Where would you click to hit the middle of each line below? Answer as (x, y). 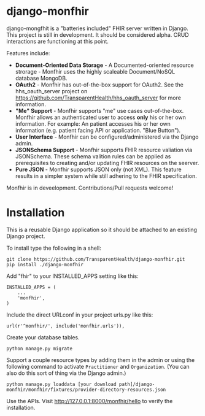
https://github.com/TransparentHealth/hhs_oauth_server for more (98, 98)
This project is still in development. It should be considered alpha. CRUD (98, 34)
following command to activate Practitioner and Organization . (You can (98, 366)
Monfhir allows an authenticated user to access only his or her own (100, 117)
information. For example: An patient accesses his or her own (93, 123)
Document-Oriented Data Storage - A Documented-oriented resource (105, 65)
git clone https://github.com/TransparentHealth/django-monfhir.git (96, 259)
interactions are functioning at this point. (58, 41)
